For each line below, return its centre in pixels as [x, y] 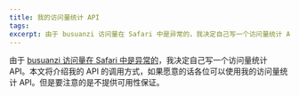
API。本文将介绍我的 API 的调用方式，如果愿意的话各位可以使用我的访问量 [145, 71]
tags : [19, 26]
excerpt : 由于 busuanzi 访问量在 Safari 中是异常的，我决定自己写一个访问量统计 [146, 34]
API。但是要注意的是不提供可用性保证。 [92, 83]
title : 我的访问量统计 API [54, 17]
